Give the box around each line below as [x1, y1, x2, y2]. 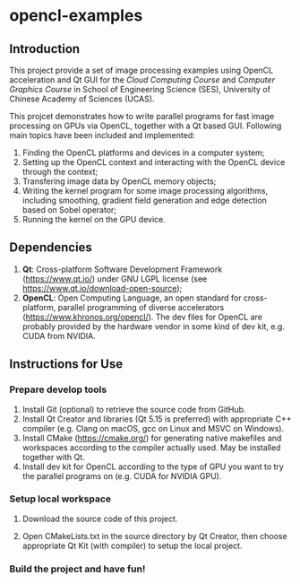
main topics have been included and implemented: [9, 130, 195, 140]
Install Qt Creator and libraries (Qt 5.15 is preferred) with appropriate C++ [21, 414, 292, 424]
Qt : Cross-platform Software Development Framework [21, 264, 223, 275]
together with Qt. [21, 451, 85, 462]
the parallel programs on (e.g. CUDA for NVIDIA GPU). [21, 470, 222, 481]
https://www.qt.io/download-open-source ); [21, 283, 183, 293]
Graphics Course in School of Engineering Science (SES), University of [9, 84, 271, 94]
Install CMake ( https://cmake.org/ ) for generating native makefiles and [21, 432, 282, 443]
